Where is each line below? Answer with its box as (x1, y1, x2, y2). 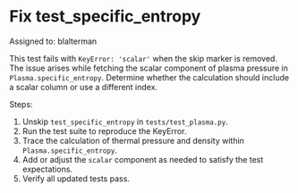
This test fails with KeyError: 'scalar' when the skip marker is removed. (9, 53, 277, 63)
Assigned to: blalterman (9, 36, 98, 46)
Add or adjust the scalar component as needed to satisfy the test (21, 154, 264, 164)
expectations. (21, 164, 73, 174)
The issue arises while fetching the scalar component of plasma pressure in (9, 63, 289, 73)
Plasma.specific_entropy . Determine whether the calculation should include (9, 71, 289, 82)
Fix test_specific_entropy (9, 6, 201, 27)
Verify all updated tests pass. (21, 172, 130, 184)
